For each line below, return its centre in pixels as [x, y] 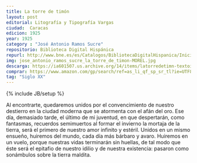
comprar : [17, 72]
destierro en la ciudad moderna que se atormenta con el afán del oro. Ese [95, 111]
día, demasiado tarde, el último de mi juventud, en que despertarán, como [95, 117]
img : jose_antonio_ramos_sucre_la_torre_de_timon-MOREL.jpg [81, 60]
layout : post [22, 17]
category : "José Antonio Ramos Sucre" [55, 45]
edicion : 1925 [23, 33]
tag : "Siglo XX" [26, 77]
